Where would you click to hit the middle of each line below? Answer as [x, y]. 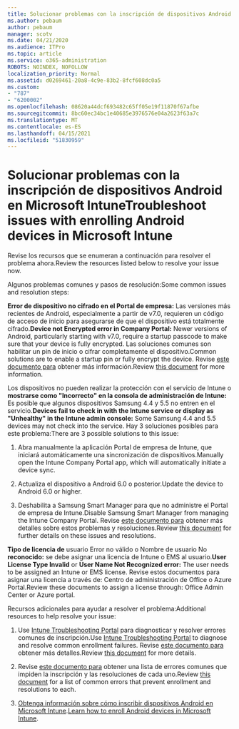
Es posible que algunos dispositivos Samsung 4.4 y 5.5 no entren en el [111, 403]
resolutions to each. [47, 690]
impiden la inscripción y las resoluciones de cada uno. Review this [114, 674]
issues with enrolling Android [96, 221]
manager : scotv [30, 34]
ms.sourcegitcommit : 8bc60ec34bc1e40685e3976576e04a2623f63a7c [103, 113]
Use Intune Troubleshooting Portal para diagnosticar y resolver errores [122, 630]
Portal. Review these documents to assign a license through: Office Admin [115, 587]
